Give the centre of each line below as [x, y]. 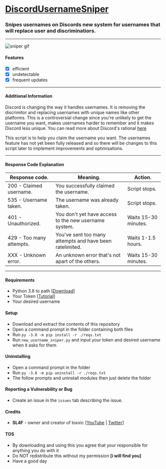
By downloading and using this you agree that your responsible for [80, 445]
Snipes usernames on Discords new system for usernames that [83, 25]
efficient [21, 68]
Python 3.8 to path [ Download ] [43, 291]
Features [14, 58]
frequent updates [30, 80]
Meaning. [89, 177]
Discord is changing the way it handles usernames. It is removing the [75, 107]
